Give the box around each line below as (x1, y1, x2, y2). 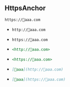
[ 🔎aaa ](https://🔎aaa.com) (11, 77, 66, 82)
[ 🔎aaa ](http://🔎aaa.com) (11, 67, 64, 72)
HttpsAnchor (4, 4, 46, 12)
